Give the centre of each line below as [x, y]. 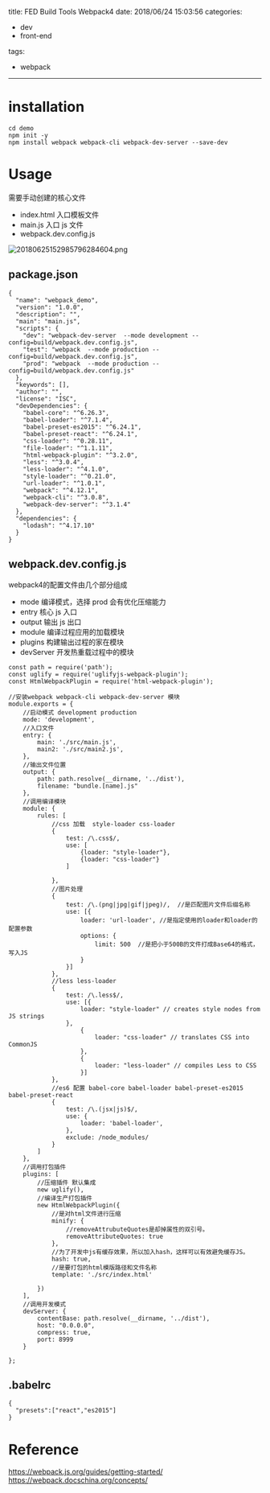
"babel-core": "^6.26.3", [66, 413]
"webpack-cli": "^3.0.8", [66, 497]
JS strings [27, 1016]
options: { [98, 936]
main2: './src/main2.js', [81, 749]
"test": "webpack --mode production [86, 349]
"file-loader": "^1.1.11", [68, 448]
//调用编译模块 [45, 801]
